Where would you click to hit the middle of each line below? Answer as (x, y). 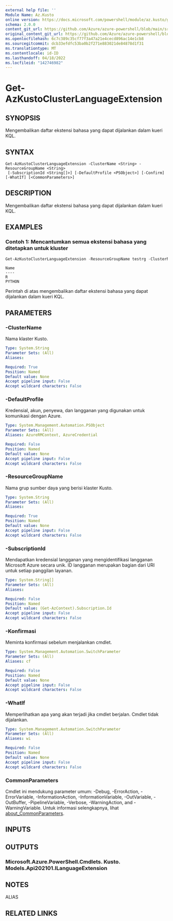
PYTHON (12, 282)
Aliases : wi (18, 739)
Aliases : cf (18, 662)
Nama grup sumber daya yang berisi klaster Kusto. (59, 488)
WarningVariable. (24, 808)
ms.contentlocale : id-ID (32, 53)
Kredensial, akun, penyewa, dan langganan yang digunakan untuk (75, 411)
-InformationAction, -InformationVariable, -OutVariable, (94, 797)
